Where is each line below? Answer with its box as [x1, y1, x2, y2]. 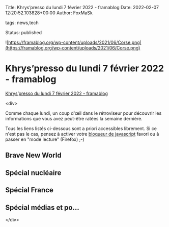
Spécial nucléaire [5, 168, 62, 177]
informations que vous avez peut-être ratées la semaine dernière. [5, 115, 143, 121]
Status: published [5, 30, 42, 35]
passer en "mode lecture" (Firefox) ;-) [5, 136, 85, 142]
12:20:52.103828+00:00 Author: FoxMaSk [5, 10, 93, 16]
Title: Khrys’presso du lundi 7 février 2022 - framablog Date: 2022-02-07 [5, 5, 159, 10]
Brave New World [5, 151, 62, 160]
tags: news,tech [5, 20, 39, 26]
